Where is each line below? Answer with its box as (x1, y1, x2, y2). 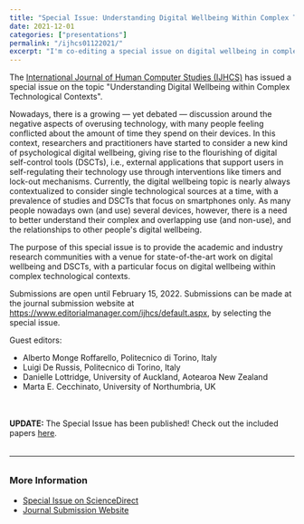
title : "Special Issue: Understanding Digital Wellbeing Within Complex (9, 13, 290, 23)
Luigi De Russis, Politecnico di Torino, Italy (22, 362, 181, 373)
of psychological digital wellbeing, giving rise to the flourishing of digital (9, 147, 278, 159)
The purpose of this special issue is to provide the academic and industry (9, 242, 283, 253)
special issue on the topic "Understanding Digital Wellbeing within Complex (9, 82, 290, 92)
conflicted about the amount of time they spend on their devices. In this (9, 128, 276, 139)
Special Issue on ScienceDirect (22, 495, 138, 506)
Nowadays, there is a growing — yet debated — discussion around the (9, 109, 272, 120)
